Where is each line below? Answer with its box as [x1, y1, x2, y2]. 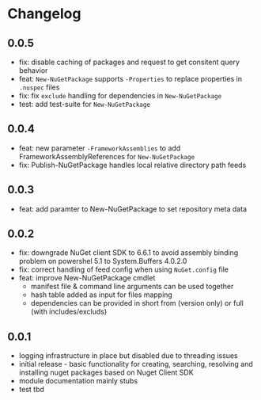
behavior [18, 66, 48, 75]
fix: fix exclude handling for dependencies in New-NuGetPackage [18, 91, 222, 100]
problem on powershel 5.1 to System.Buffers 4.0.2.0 [18, 257, 187, 266]
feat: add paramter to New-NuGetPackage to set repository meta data [18, 204, 247, 214]
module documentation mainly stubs [18, 376, 138, 386]
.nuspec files [18, 82, 60, 92]
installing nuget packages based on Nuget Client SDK [18, 368, 195, 377]
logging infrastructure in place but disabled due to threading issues [18, 351, 238, 360]
